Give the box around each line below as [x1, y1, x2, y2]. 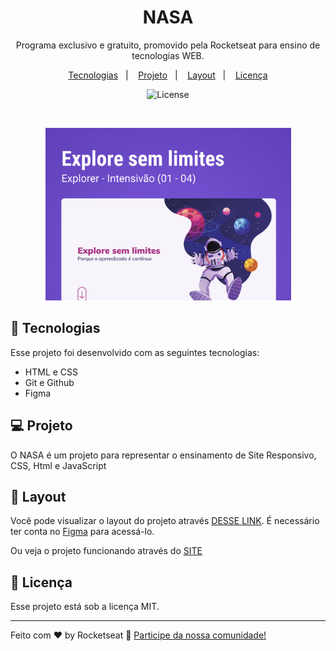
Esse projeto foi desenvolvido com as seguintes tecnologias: [10, 346, 260, 358]
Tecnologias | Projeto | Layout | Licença [68, 69, 268, 81]
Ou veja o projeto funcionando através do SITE [10, 545, 203, 557]
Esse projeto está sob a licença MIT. [10, 601, 160, 613]
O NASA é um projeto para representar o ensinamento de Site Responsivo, [10, 449, 317, 461]
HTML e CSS [24, 366, 79, 378]
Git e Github [24, 376, 75, 388]
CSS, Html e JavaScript [10, 459, 107, 471]
